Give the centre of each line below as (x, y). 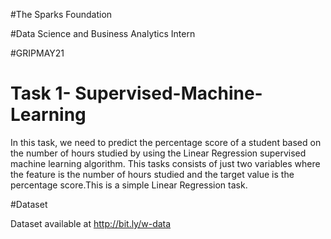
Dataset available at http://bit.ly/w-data (91, 223)
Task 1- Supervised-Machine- (136, 93)
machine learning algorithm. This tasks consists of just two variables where (165, 163)
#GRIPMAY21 (37, 53)
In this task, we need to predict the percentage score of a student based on (166, 142)
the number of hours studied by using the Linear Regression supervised (158, 153)
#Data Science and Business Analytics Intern (103, 33)
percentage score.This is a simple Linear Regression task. (129, 185)
